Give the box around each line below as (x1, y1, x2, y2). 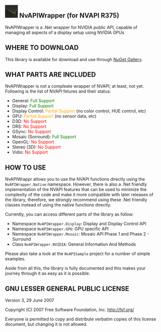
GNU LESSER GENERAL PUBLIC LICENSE (5, 285, 129, 293)
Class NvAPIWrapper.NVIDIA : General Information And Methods (12, 241, 136, 247)
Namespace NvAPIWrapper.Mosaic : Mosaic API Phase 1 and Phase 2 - (12, 231, 149, 237)
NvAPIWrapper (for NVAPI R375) (19, 12, 120, 20)
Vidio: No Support (12, 149, 48, 155)
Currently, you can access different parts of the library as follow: (5, 211, 134, 217)
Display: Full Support (12, 103, 54, 109)
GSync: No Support (12, 129, 51, 135)
